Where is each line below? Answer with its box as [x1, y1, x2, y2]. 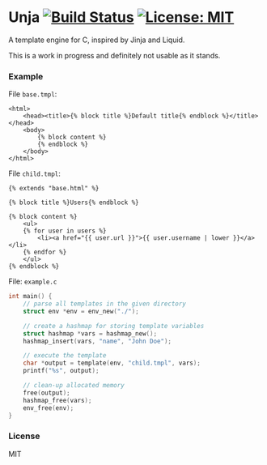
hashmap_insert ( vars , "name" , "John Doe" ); [23, 337, 172, 345]
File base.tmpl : [8, 89, 57, 99]
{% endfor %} [23, 248, 67, 257]
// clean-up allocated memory [23, 382, 125, 390]
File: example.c [8, 276, 57, 287]
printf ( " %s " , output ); [23, 367, 100, 375]
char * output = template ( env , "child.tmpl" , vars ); [23, 359, 201, 368]
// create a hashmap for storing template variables [23, 322, 205, 330]
